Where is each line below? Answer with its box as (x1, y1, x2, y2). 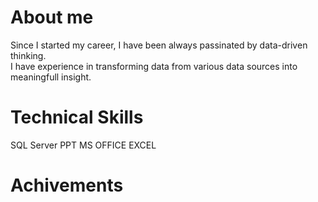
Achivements (10, 174, 124, 197)
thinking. (10, 49, 47, 61)
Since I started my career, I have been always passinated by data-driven (10, 39, 308, 51)
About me (10, 6, 94, 29)
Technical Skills (10, 106, 144, 129)
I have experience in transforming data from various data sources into (10, 60, 298, 72)
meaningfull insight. (10, 71, 92, 83)
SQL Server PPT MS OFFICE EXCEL (10, 139, 157, 151)
